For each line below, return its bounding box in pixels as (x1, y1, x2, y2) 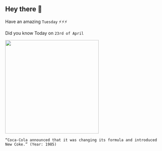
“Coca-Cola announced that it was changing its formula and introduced (5, 138, 157, 143)
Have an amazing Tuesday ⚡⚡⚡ (5, 18, 68, 24)
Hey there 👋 (5, 5, 42, 13)
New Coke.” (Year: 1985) (5, 142, 57, 147)
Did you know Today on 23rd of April (5, 30, 84, 36)
